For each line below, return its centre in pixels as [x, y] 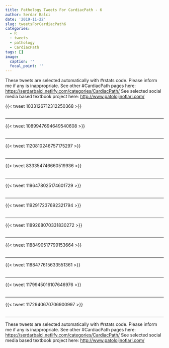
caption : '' [22, 61]
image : [12, 57]
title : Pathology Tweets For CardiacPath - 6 [54, 10]
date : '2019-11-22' [26, 19]
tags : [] [14, 52]
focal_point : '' [27, 66]
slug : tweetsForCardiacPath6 [36, 24]
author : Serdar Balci [28, 15]
